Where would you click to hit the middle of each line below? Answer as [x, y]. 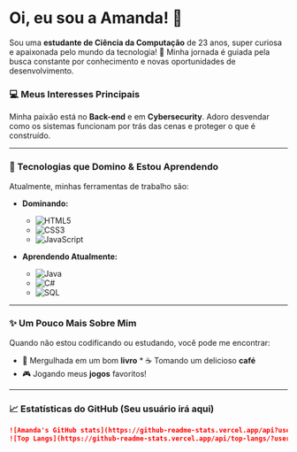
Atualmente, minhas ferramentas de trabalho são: [99, 186]
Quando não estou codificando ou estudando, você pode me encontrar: [140, 342]
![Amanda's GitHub [43, 431]
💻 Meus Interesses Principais [74, 94]
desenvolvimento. [42, 71]
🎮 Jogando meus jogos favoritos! [84, 373]
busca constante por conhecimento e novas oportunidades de [122, 61]
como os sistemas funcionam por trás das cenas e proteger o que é [133, 126]
